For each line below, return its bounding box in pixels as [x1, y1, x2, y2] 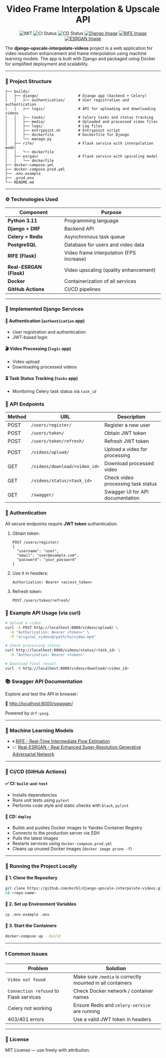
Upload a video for [104, 446, 147, 453]
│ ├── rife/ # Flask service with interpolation [5, 141, 154, 146]
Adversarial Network [12, 751, 54, 757]
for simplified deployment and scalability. [5, 61, 89, 67]
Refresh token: [12, 588, 42, 594]
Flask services [7, 994, 41, 1001]
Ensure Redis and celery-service [73, 1002, 151, 1009]
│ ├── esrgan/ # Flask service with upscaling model [5, 154, 158, 159]
